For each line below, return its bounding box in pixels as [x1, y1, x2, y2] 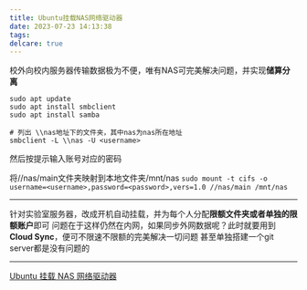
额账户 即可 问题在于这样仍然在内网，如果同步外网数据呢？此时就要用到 [9, 220, 276, 231]
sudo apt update [9, 95, 71, 104]
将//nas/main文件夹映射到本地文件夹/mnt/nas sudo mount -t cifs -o [9, 172, 268, 183]
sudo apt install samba [9, 110, 101, 119]
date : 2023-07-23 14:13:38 [9, 22, 112, 31]
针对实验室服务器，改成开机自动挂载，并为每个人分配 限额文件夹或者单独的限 [9, 209, 298, 220]
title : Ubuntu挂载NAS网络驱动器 [9, 13, 123, 23]
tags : [9, 30, 30, 39]
